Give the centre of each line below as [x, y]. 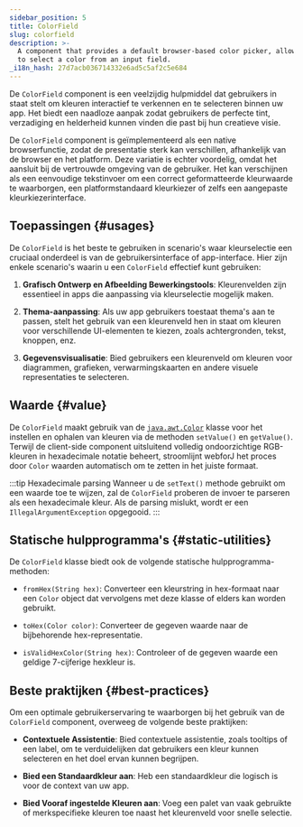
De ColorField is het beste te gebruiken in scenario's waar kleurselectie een [151, 247]
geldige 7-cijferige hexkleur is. [79, 662]
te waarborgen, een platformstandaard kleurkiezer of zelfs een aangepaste [149, 188]
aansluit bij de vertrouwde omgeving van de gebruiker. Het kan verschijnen [149, 169]
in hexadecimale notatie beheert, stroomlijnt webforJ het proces [158, 456]
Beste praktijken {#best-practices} [110, 690]
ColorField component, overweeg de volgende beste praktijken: [129, 722]
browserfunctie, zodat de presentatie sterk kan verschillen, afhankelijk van [148, 149]
